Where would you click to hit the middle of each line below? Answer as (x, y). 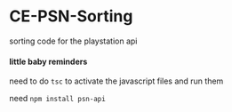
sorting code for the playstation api (73, 41)
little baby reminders (48, 61)
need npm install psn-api (58, 99)
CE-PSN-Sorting (71, 16)
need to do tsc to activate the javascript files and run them (116, 81)
